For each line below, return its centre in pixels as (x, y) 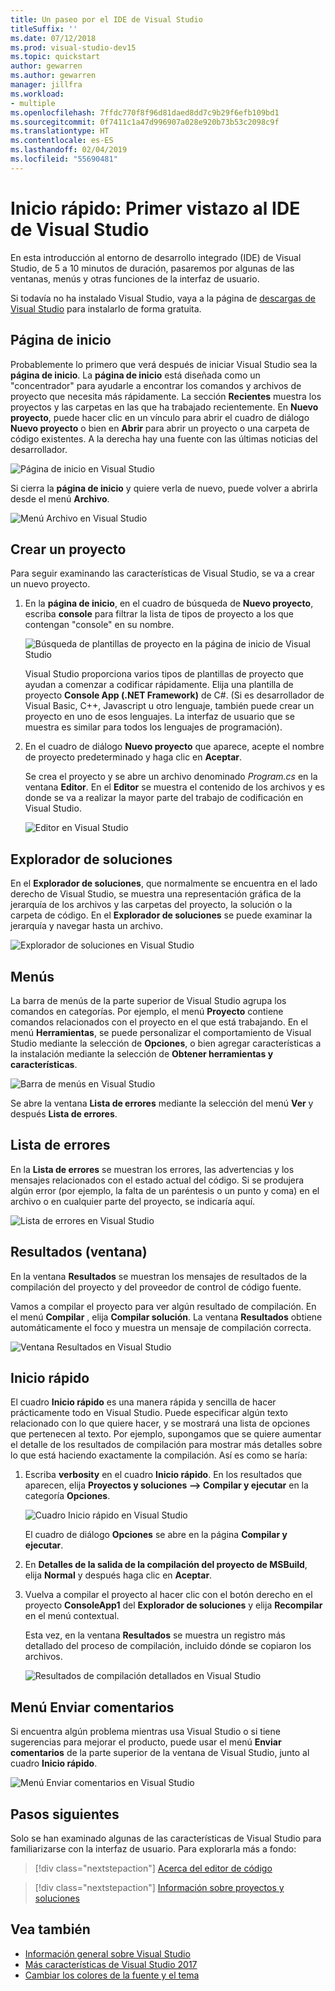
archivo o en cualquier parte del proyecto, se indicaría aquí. (133, 1201)
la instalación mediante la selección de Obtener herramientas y (142, 1053)
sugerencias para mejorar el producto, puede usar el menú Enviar (146, 1742)
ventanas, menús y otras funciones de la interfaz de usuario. (135, 278)
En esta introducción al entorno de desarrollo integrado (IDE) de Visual (156, 257)
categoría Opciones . (67, 1496)
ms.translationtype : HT (60, 131)
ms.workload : (37, 94)
